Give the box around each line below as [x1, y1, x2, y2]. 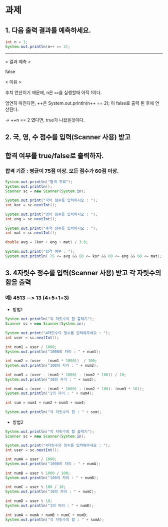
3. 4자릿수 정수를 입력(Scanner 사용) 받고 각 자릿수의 [5, 269, 161, 277]
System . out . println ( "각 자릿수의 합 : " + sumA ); [5, 517, 104, 522]
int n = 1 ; [5, 39, 28, 44]
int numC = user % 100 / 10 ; [5, 485, 66, 490]
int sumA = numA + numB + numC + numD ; [5, 513, 88, 518]
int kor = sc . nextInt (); [5, 203, 57, 208]
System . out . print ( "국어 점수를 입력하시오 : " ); [5, 198, 98, 203]
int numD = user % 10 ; [5, 499, 52, 504]
